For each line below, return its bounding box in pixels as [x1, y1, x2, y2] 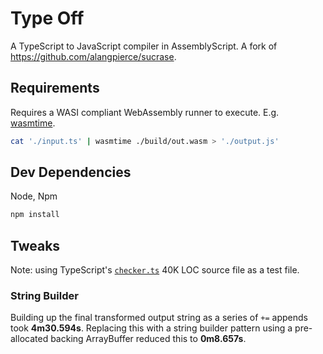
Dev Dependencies [10, 164, 132, 181]
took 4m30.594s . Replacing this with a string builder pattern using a [10, 322, 293, 334]
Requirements [10, 80, 100, 97]
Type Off [10, 7, 85, 30]
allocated [10, 333, 49, 345]
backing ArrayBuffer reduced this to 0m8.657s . [50, 333, 247, 345]
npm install [10, 210, 60, 220]
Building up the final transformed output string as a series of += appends [10, 312, 308, 324]
